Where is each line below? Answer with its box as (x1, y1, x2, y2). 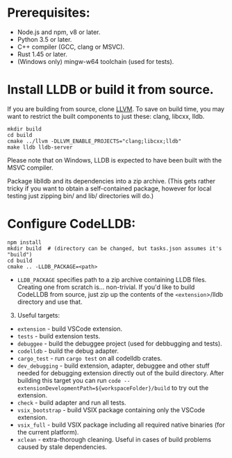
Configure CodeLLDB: (7, 216, 136, 232)
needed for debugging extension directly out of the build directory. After (17, 368, 224, 377)
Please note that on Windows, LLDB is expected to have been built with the (7, 156, 222, 164)
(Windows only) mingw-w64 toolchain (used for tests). (17, 57, 174, 65)
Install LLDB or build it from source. (7, 82, 214, 98)
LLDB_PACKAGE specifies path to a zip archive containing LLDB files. (17, 275, 207, 284)
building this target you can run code (17, 376, 122, 384)
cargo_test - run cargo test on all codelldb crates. (17, 354, 163, 362)
